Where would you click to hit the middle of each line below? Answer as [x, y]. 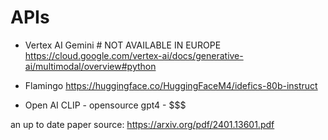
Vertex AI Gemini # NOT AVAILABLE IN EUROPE [123, 45]
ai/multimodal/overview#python [90, 66]
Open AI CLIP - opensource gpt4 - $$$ [105, 105]
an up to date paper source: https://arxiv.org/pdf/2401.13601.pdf [142, 124]
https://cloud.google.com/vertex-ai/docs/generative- [134, 55]
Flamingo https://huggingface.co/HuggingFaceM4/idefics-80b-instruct [171, 85]
